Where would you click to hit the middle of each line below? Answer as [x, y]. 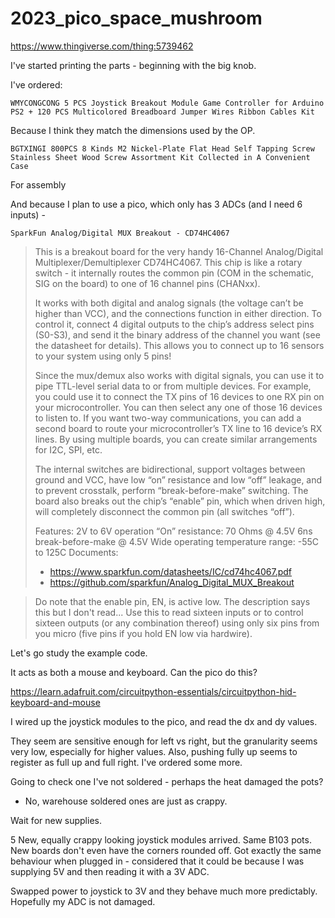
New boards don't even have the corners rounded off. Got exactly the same [166, 850]
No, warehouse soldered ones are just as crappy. [126, 801]
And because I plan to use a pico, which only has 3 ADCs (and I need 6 [156, 204]
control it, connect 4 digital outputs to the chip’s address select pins [174, 324]
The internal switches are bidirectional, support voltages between [170, 469]
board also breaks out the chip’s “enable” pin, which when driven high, [180, 501]
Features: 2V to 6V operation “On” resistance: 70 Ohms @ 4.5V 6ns [173, 531]
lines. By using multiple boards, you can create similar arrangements [176, 439]
